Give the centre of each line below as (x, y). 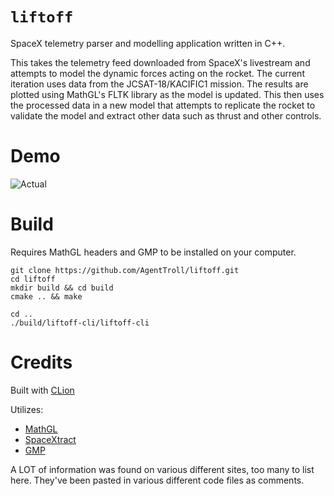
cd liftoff (33, 279)
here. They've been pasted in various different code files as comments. (157, 480)
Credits (41, 362)
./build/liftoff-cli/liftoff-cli (80, 323)
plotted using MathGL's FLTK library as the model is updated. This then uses (167, 94)
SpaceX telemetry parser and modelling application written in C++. (148, 43)
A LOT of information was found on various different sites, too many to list (162, 469)
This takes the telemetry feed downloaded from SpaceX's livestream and (160, 62)
